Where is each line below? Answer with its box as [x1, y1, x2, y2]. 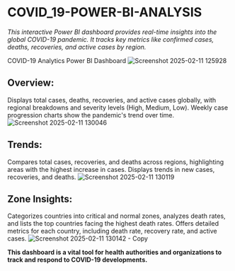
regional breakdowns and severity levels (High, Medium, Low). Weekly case [7, 103, 229, 112]
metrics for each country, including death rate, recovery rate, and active [7, 227, 217, 236]
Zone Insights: [7, 192, 73, 205]
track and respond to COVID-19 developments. [7, 255, 148, 264]
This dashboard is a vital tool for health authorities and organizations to [7, 248, 222, 257]
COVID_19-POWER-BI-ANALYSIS [7, 4, 202, 21]
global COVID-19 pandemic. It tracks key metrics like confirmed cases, [7, 35, 214, 43]
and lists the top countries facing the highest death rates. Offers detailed [7, 219, 219, 228]
